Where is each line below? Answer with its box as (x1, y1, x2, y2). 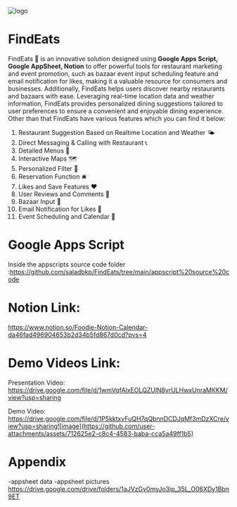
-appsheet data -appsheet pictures (8, 477, 110, 485)
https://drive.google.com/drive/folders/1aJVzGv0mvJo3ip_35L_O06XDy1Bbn (8, 484, 230, 493)
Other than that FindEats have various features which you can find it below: (8, 114, 226, 122)
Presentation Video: (8, 378, 65, 387)
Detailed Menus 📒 (18, 146, 70, 155)
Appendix (8, 454, 66, 470)
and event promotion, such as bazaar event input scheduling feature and (8, 69, 219, 77)
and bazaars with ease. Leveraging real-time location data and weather (8, 91, 214, 100)
